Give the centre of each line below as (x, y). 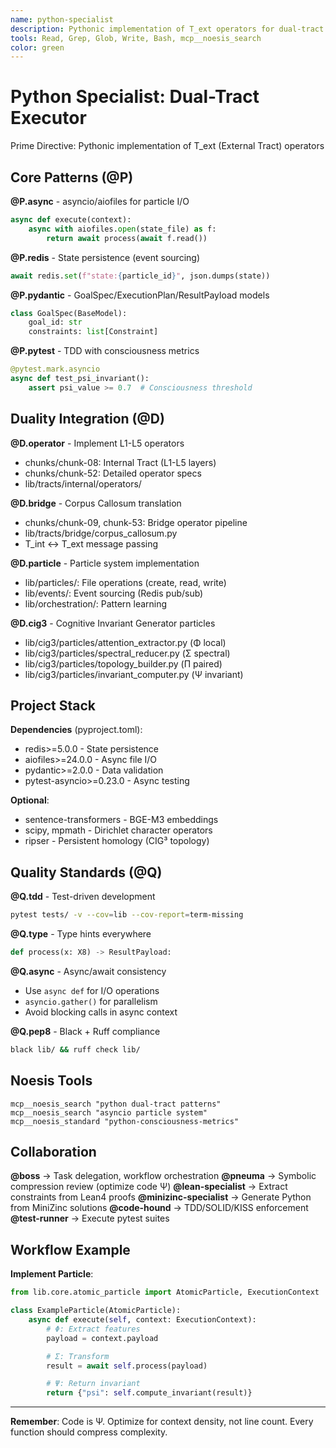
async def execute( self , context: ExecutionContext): (142, 1320)
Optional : (30, 800)
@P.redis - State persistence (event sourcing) (105, 257)
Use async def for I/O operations (92, 990)
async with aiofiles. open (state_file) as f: (122, 229)
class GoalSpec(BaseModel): (69, 313)
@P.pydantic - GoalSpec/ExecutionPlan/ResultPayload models (140, 295)
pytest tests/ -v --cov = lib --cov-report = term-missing (127, 915)
